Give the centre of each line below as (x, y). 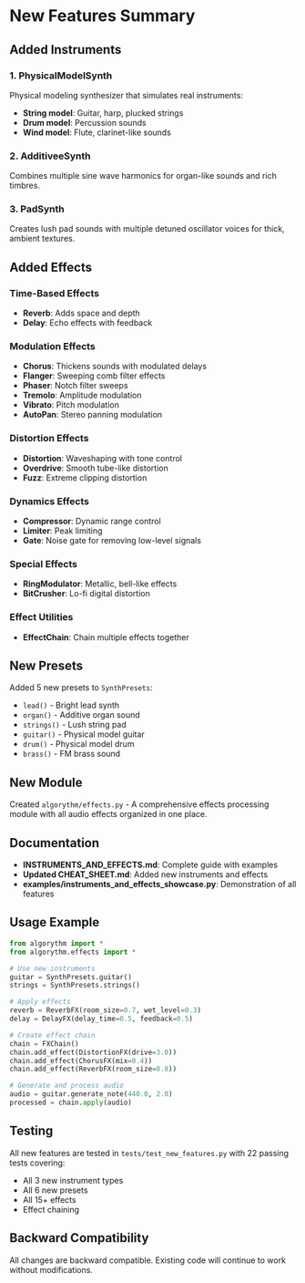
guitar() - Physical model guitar (84, 734)
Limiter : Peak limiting (62, 531)
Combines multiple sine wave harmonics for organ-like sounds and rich (143, 176)
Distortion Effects (49, 439)
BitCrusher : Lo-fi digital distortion (86, 594)
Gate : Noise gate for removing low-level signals (112, 541)
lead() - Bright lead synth (71, 705)
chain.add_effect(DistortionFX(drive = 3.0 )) (93, 1052)
